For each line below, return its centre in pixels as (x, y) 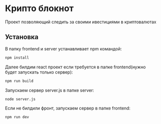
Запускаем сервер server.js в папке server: (50, 90)
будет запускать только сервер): (39, 72)
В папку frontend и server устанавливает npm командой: (64, 48)
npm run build (19, 81)
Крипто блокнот (40, 8)
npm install (17, 58)
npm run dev (17, 117)
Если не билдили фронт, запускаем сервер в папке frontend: (68, 108)
